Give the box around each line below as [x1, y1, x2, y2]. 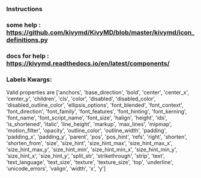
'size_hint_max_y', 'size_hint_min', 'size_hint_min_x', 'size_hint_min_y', [6, 146, 178, 154]
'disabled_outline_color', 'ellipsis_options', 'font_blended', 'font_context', [6, 102, 184, 109]
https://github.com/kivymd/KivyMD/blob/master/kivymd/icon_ [6, 28, 195, 36]
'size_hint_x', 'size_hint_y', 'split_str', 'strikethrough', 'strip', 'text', [6, 152, 165, 159]
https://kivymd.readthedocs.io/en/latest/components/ [6, 59, 170, 67]
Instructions [6, 5, 43, 13]
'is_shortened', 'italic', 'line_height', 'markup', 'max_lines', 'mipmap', [6, 121, 172, 128]
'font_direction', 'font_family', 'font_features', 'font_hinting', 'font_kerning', [6, 108, 187, 115]
